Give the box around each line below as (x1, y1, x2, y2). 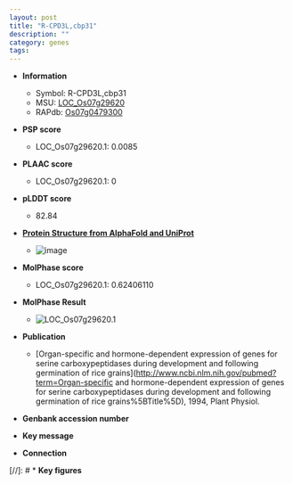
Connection (21, 447, 67, 459)
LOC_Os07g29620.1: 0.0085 (35, 142, 138, 152)
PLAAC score (21, 159, 73, 169)
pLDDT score (21, 193, 72, 204)
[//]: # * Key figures (9, 465, 82, 476)
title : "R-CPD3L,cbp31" (9, 21, 98, 30)
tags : (9, 46, 29, 55)
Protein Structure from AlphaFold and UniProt (21, 228, 194, 239)
